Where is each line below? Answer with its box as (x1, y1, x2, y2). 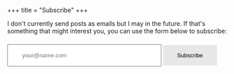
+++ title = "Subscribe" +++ (7, 6, 89, 14)
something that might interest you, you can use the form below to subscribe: (7, 27, 227, 35)
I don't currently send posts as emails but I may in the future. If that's (7, 20, 206, 27)
